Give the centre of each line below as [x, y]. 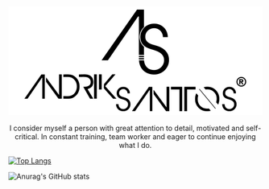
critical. [27, 137]
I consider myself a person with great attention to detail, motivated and [126, 128]
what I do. [135, 145]
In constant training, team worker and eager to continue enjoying [148, 137]
